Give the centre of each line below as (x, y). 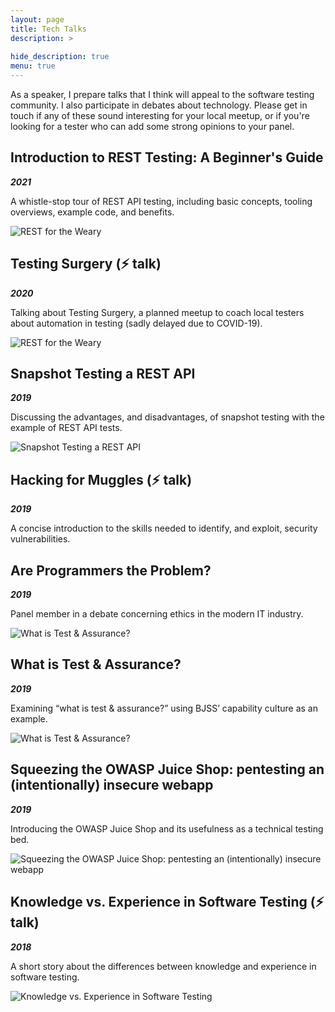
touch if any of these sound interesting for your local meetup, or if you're (160, 115)
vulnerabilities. (40, 539)
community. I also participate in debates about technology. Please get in (159, 105)
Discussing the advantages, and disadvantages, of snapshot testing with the (167, 417)
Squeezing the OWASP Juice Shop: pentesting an (167, 769)
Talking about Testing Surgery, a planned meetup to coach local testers (157, 312)
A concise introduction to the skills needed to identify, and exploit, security (164, 528)
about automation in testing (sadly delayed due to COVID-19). (136, 323)
